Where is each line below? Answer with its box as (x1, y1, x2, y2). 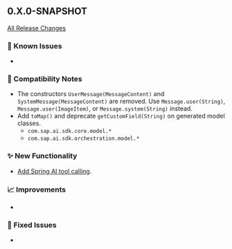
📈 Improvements (7, 185, 66, 194)
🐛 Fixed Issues (7, 220, 57, 230)
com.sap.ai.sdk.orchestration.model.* (27, 135, 140, 142)
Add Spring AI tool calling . (17, 167, 92, 175)
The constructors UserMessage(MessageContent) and (17, 90, 165, 98)
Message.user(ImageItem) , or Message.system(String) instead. (17, 104, 193, 113)
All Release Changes (7, 24, 66, 32)
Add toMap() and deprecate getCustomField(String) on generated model (17, 112, 225, 120)
